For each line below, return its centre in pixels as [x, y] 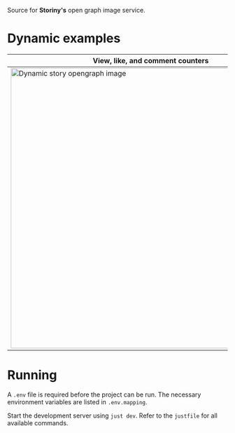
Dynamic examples [64, 39]
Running [32, 375]
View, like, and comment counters [151, 60]
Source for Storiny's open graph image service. [76, 10]
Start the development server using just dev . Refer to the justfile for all [113, 415]
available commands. [38, 422]
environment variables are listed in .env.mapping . [78, 401]
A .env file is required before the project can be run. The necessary [104, 394]
